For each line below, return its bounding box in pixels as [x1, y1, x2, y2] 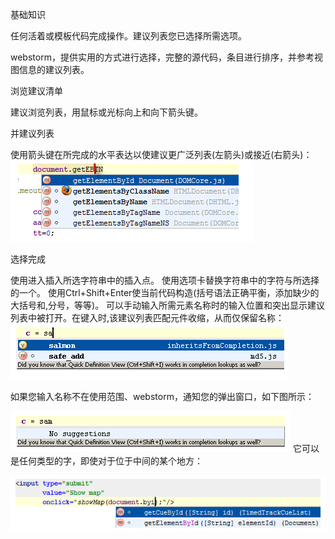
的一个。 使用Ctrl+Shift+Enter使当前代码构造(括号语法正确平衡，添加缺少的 [10, 287, 320, 298]
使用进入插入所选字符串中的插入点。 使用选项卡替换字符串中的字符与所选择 [10, 274, 320, 286]
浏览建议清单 [10, 85, 63, 97]
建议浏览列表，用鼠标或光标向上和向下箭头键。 [10, 106, 203, 118]
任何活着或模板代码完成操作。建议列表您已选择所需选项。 [10, 30, 247, 42]
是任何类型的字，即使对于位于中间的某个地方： [10, 455, 203, 467]
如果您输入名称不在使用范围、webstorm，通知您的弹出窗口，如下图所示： [10, 391, 315, 402]
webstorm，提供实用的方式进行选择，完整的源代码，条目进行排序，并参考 [10, 51, 315, 63]
